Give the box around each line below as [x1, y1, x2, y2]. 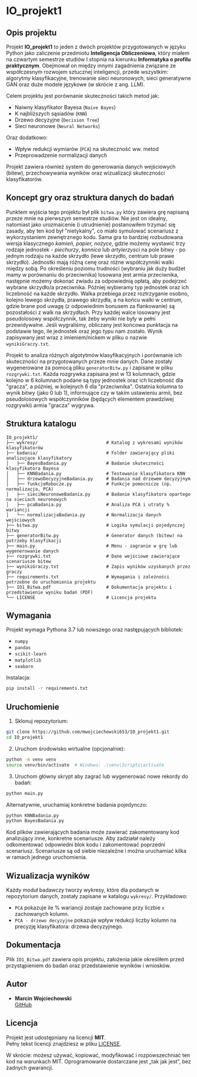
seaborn [14, 664, 34, 670]
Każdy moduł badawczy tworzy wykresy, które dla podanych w [6, 886, 159, 893]
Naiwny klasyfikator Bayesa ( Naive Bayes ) [14, 104, 116, 110]
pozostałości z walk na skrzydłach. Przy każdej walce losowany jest [6, 309, 171, 316]
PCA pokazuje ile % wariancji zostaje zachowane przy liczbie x [14, 904, 165, 911]
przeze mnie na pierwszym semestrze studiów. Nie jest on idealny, [6, 214, 168, 222]
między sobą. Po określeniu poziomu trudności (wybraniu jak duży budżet [6, 264, 186, 272]
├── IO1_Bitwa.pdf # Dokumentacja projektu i [6, 584, 172, 590]
